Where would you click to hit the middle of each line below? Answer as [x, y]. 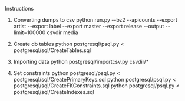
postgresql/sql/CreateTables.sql [52, 50]
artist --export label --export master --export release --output [89, 26]
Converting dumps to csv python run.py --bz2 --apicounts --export [95, 20]
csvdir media [62, 32]
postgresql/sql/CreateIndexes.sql [54, 92]
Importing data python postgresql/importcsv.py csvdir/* [81, 62]
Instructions [19, 9]
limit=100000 [29, 32]
